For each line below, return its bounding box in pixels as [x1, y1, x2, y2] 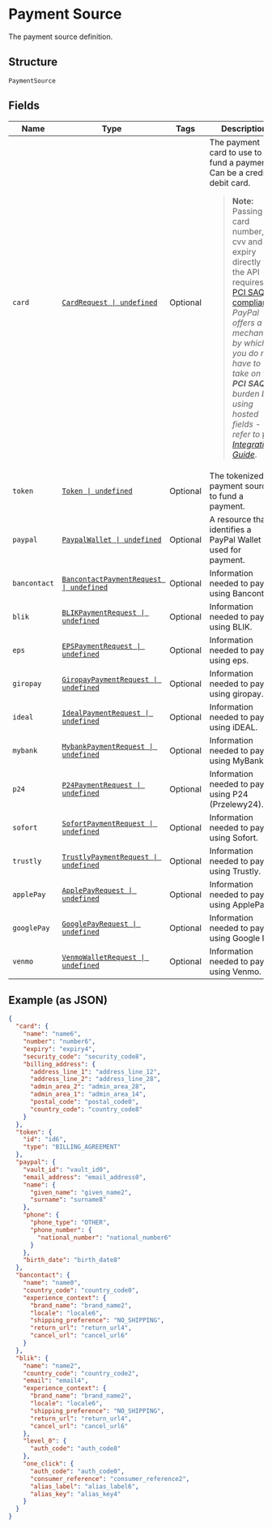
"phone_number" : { [29, 1225, 92, 1234]
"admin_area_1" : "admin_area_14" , [29, 1090, 147, 1099]
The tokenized [209, 470, 265, 481]
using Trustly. [209, 865, 261, 877]
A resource [209, 513, 252, 525]
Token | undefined [62, 486, 133, 496]
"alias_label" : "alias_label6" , [29, 1482, 139, 1491]
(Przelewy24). [209, 798, 265, 809]
